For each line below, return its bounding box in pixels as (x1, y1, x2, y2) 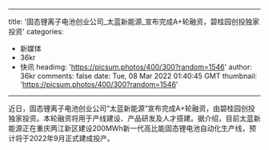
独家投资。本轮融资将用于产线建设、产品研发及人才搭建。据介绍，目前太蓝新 (8, 113, 261, 123)
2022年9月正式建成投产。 (29, 133, 114, 143)
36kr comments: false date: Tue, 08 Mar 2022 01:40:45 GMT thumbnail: (19, 71, 258, 81)
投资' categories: (8, 27, 64, 36)
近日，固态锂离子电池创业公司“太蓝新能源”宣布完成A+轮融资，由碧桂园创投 (8, 104, 255, 112)
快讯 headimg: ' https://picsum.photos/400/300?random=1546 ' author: (19, 62, 252, 72)
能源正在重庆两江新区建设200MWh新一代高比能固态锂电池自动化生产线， (8, 124, 250, 132)
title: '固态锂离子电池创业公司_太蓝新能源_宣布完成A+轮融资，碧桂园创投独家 (8, 17, 260, 26)
